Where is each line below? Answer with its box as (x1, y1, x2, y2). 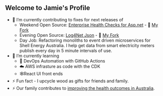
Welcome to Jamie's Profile (5, 4, 90, 12)
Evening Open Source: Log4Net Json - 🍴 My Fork (19, 32, 120, 38)
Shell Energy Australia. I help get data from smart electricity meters (19, 42, 155, 48)
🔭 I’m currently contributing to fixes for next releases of (12, 16, 123, 22)
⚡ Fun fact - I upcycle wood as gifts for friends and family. (12, 78, 129, 84)
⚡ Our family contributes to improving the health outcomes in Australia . (12, 85, 155, 91)
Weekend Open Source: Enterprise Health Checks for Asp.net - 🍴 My (19, 22, 159, 28)
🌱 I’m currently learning (12, 53, 60, 59)
